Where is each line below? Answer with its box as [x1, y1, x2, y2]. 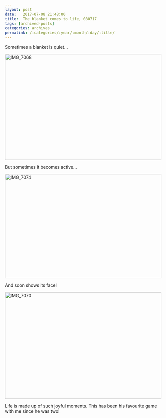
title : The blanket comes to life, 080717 [5, 16, 97, 21]
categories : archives [5, 26, 50, 31]
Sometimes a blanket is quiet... [5, 44, 68, 50]
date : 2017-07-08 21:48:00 [5, 12, 66, 17]
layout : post [5, 7, 32, 12]
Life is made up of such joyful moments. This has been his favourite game [5, 403, 157, 409]
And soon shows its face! [5, 282, 57, 288]
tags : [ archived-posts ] [5, 21, 55, 26]
